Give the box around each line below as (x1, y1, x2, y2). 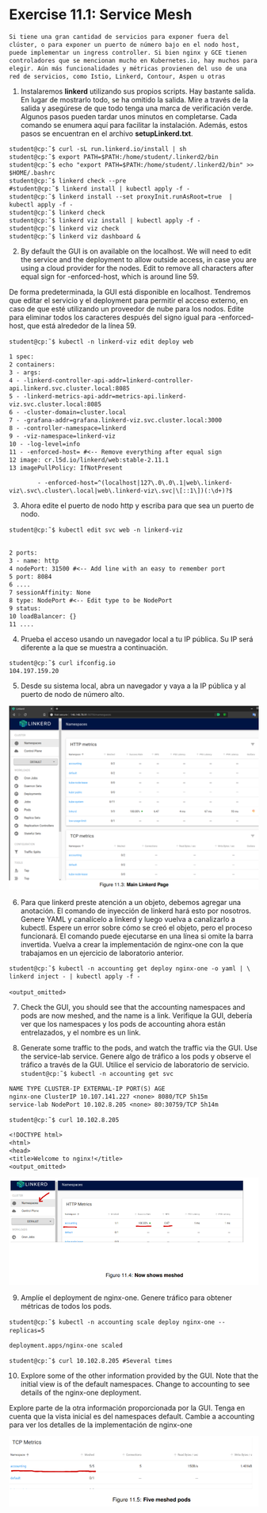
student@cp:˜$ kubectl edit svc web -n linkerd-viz (9, 526, 183, 534)
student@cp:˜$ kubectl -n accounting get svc (20, 1070, 174, 1078)
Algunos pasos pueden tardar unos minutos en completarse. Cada (20, 111, 238, 121)
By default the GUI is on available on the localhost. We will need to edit (20, 246, 252, 256)
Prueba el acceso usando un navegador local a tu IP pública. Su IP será (20, 634, 254, 644)
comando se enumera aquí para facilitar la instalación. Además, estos (20, 120, 248, 130)
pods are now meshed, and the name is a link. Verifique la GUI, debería (20, 1011, 253, 1020)
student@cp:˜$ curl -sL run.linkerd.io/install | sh (9, 145, 187, 153)
